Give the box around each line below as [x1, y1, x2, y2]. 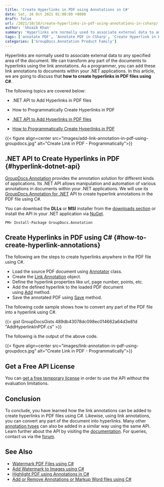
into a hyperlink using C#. [5, 309, 57, 315]
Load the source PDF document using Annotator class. [12, 268, 123, 274]
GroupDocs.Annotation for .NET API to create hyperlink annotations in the [5, 191, 153, 197]
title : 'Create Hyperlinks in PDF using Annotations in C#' [5, 7, 130, 12]
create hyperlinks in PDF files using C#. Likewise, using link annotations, [5, 413, 151, 419]
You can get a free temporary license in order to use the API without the [5, 375, 150, 381]
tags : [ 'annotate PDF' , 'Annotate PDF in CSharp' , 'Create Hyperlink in [5, 35, 156, 40]
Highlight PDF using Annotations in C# [12, 471, 89, 477]
